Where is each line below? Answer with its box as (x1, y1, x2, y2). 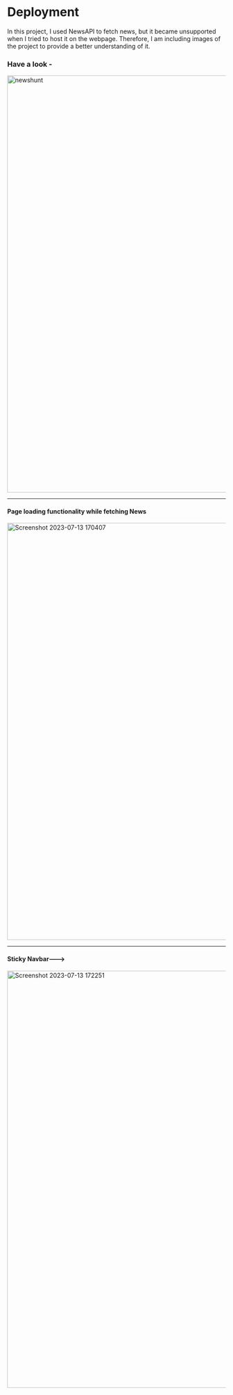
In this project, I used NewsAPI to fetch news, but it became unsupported (7, 27, 216, 35)
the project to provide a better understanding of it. (7, 42, 150, 50)
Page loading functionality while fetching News (7, 507, 147, 515)
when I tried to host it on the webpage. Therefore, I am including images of (7, 34, 221, 42)
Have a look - (7, 59, 53, 69)
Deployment (7, 4, 80, 20)
